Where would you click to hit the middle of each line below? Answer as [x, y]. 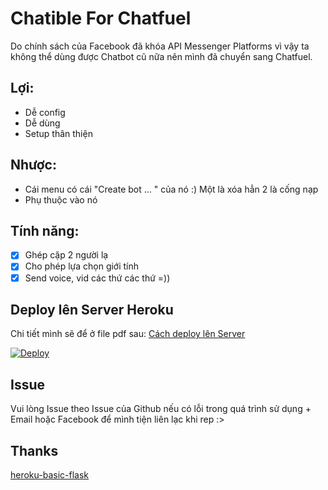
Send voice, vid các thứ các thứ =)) [97, 278]
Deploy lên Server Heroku [92, 309]
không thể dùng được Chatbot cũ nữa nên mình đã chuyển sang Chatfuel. [161, 56]
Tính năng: [45, 230]
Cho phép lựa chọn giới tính [82, 266]
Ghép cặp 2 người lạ [66, 255]
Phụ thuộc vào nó [61, 199]
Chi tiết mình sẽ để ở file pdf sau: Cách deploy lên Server [128, 334]
